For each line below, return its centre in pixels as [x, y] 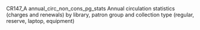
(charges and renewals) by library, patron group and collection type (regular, [100, 15]
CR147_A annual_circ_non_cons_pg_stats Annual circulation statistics [90, 9]
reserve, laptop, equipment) [40, 21]
